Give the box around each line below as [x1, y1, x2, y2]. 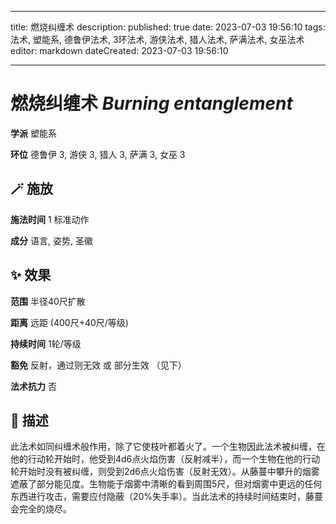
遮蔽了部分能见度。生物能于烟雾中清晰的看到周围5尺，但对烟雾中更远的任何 [10, 478, 323, 490]
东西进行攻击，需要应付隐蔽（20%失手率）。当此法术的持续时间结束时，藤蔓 [10, 491, 324, 503]
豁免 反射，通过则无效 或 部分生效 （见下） [10, 359, 187, 371]
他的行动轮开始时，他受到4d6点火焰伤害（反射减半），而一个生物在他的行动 [10, 453, 321, 465]
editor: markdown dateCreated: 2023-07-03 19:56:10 [10, 45, 229, 56]
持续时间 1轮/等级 [10, 337, 82, 350]
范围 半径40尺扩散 [10, 295, 86, 307]
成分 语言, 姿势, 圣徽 [10, 234, 93, 246]
